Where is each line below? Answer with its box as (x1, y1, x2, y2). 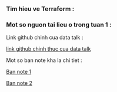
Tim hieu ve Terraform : (6, 5, 75, 13)
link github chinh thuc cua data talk (6, 45, 91, 52)
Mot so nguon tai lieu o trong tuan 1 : (6, 20, 112, 28)
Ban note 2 (6, 80, 32, 87)
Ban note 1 (6, 68, 32, 75)
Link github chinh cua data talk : (6, 34, 83, 41)
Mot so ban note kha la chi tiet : (6, 57, 82, 64)
